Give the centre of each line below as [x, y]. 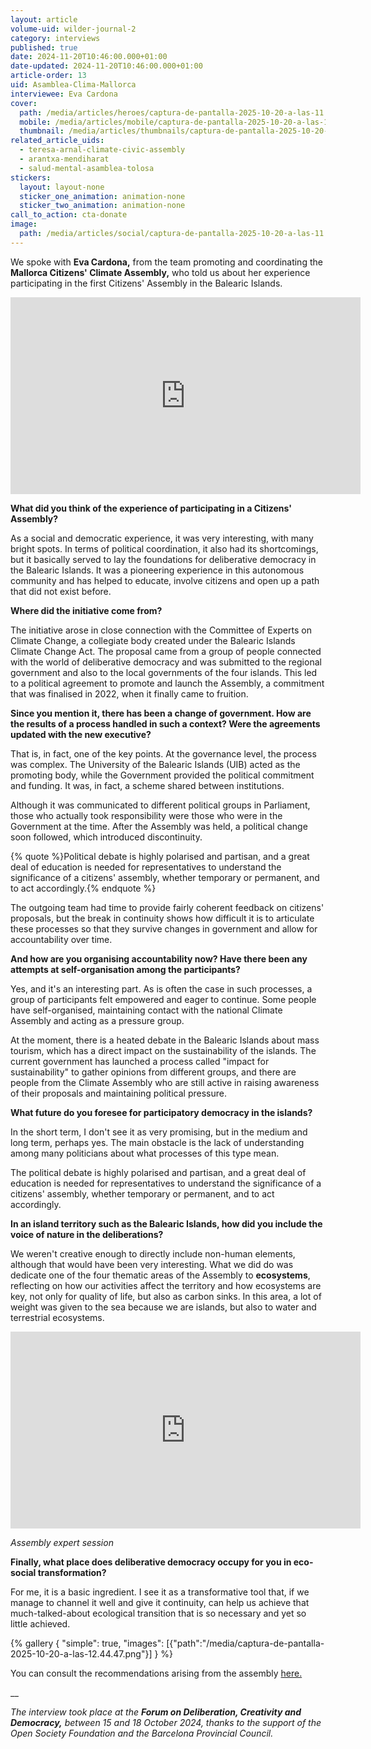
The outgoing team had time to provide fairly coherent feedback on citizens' [167, 907]
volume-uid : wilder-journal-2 [73, 29]
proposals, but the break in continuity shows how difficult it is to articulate [162, 918]
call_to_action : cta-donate [69, 215]
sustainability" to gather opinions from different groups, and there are [153, 1072]
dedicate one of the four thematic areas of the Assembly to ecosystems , [160, 1275]
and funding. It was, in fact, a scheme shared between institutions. [147, 785]
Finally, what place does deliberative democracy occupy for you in [151, 1562]
